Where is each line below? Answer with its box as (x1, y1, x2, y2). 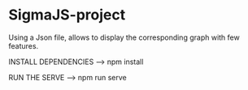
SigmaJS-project (8, 6, 126, 24)
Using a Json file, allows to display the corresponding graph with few (8, 32, 240, 42)
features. (8, 41, 39, 50)
